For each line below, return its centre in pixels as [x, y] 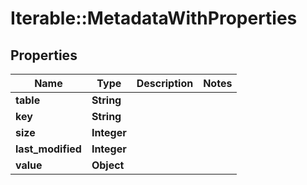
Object [108, 165]
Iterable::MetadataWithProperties [154, 18]
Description [165, 83]
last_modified [48, 149]
